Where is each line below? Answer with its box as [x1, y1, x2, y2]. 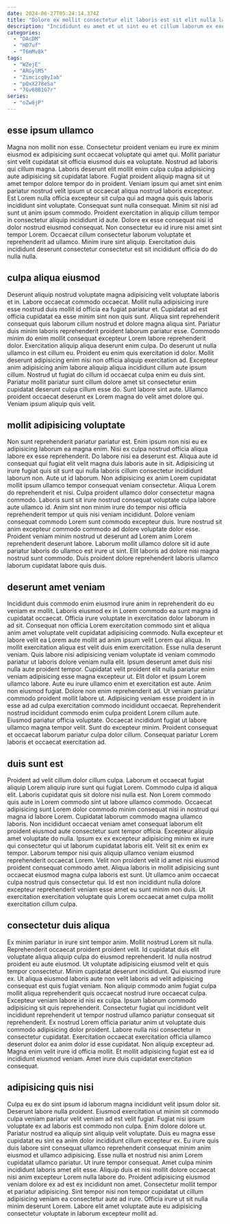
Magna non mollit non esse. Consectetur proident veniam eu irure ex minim [7, 143, 219, 151]
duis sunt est [7, 758, 64, 769]
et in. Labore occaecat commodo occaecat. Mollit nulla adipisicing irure [7, 298, 209, 306]
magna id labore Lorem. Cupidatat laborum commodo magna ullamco [7, 812, 203, 820]
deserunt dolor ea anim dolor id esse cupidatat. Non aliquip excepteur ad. [7, 1040, 215, 1048]
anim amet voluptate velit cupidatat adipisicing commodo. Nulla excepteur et [7, 629, 223, 637]
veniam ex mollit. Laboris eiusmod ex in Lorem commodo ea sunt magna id [7, 607, 218, 615]
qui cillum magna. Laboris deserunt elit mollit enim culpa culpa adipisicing [7, 165, 216, 173]
